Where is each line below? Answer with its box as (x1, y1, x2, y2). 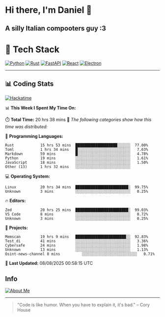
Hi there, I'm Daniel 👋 (5, 4, 92, 16)
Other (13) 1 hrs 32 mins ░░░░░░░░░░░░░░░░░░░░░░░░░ (5, 165, 131, 170)
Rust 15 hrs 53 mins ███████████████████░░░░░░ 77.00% (5, 143, 148, 148)
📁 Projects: (5, 225, 28, 231)
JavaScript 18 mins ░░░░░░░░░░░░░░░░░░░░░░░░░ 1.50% (5, 160, 148, 165)
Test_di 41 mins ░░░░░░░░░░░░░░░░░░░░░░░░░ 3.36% (5, 239, 148, 244)
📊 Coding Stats (5, 79, 54, 88)
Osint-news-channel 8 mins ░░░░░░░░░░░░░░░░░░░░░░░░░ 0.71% (5, 251, 155, 257)
